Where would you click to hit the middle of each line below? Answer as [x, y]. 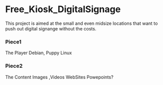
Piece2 [14, 66]
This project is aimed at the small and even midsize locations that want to [81, 23]
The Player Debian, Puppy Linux [39, 53]
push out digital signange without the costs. [51, 28]
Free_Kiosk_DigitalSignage [63, 9]
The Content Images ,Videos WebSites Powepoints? [59, 77]
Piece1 [13, 41]
